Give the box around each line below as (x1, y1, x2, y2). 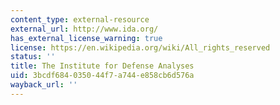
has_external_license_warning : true (10, 33, 163, 43)
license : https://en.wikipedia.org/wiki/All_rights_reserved (10, 42, 271, 53)
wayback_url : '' (10, 80, 78, 90)
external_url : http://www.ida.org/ (10, 24, 159, 34)
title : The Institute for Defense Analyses (10, 61, 195, 71)
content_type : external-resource (10, 14, 150, 25)
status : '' (10, 52, 56, 62)
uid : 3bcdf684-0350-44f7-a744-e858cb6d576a (10, 71, 195, 81)
